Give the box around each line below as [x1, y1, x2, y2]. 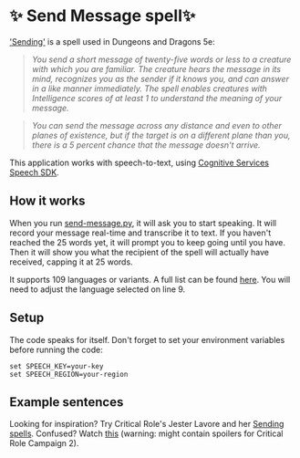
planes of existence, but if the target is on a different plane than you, [31, 130, 291, 141]
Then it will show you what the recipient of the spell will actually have [9, 246, 269, 257]
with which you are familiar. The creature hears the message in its [31, 63, 281, 74]
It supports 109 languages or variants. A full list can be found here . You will [9, 274, 291, 285]
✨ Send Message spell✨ [9, 5, 196, 26]
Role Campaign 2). [9, 438, 79, 449]
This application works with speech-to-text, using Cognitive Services [9, 157, 270, 168]
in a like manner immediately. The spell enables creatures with [31, 83, 267, 94]
